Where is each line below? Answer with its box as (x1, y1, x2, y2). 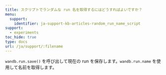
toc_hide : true (5, 35, 37, 40)
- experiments (9, 30, 39, 35)
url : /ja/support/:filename (5, 44, 63, 49)
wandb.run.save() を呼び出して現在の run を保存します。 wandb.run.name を (5, 58, 157, 64)
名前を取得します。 (18, 64, 57, 70)
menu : (5, 12, 16, 17)
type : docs (5, 39, 28, 44)
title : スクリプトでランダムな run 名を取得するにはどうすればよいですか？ (5, 7, 143, 12)
